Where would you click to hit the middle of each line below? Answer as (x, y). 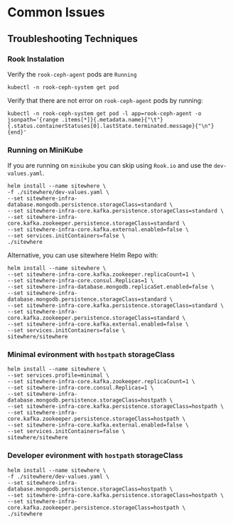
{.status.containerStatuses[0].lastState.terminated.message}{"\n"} (111, 126)
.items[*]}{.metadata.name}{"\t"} (112, 119)
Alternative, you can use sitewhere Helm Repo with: (83, 255)
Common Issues (56, 12)
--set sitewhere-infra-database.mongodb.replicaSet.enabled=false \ (111, 287)
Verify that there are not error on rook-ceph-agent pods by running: (105, 100)
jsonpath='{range (33, 119)
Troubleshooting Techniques (73, 39)
